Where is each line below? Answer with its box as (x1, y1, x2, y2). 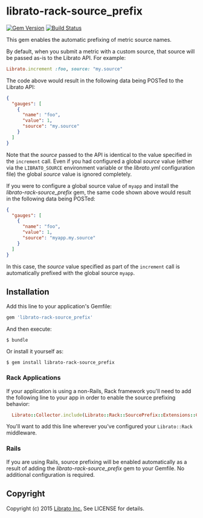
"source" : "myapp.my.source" (22, 235, 96, 241)
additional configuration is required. (6, 471, 95, 478)
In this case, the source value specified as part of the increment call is (6, 262, 180, 270)
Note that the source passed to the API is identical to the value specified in (6, 151, 192, 158)
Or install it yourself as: (6, 348, 63, 355)
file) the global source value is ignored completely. (6, 170, 132, 178)
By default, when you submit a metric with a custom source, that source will (6, 47, 195, 55)
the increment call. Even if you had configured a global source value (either (6, 158, 193, 165)
